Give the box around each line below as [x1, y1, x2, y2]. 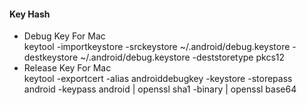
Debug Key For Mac [23, 30, 106, 42]
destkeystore [23, 51, 79, 64]
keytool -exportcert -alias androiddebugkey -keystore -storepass [23, 73, 293, 85]
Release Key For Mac [23, 62, 112, 74]
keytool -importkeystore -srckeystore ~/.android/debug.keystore [23, 41, 291, 53]
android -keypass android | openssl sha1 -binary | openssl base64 [23, 83, 297, 95]
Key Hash [9, 8, 51, 20]
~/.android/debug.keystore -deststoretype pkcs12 [79, 51, 286, 64]
